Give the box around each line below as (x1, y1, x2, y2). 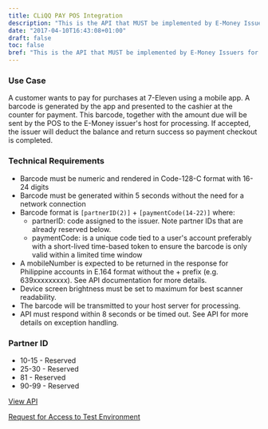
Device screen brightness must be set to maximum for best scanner (19, 284, 243, 293)
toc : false (8, 41, 45, 49)
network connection (19, 199, 86, 208)
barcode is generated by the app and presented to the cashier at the (8, 101, 233, 112)
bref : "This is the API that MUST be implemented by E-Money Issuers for (8, 49, 259, 57)
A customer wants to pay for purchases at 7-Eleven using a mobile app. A (8, 93, 250, 103)
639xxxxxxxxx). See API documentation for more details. (19, 275, 207, 285)
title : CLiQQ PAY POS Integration (8, 11, 124, 20)
